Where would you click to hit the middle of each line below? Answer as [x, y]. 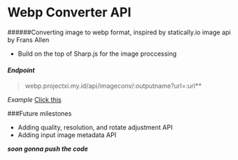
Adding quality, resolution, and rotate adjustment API [95, 127]
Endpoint [21, 70]
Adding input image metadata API [67, 135]
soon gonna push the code [48, 149]
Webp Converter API [69, 12]
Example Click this [35, 100]
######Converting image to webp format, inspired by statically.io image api [119, 32]
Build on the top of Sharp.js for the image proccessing [97, 54]
